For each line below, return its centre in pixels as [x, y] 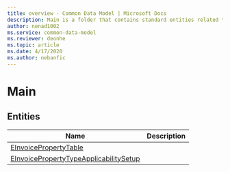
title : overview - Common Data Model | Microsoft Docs [87, 13]
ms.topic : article [33, 45]
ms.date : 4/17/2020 [35, 52]
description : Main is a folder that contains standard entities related [113, 20]
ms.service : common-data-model [52, 32]
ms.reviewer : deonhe [37, 39]
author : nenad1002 [33, 26]
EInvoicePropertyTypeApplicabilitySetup [75, 158]
